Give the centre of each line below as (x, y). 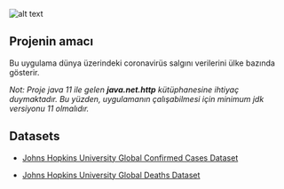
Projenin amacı (51, 41)
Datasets (35, 136)
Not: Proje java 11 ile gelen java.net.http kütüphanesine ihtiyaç (124, 90)
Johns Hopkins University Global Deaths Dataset (111, 175)
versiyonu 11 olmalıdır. (49, 108)
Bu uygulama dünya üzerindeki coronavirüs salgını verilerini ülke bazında (142, 63)
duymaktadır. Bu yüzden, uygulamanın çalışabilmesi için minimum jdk (137, 98)
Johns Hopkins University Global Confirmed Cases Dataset (130, 157)
